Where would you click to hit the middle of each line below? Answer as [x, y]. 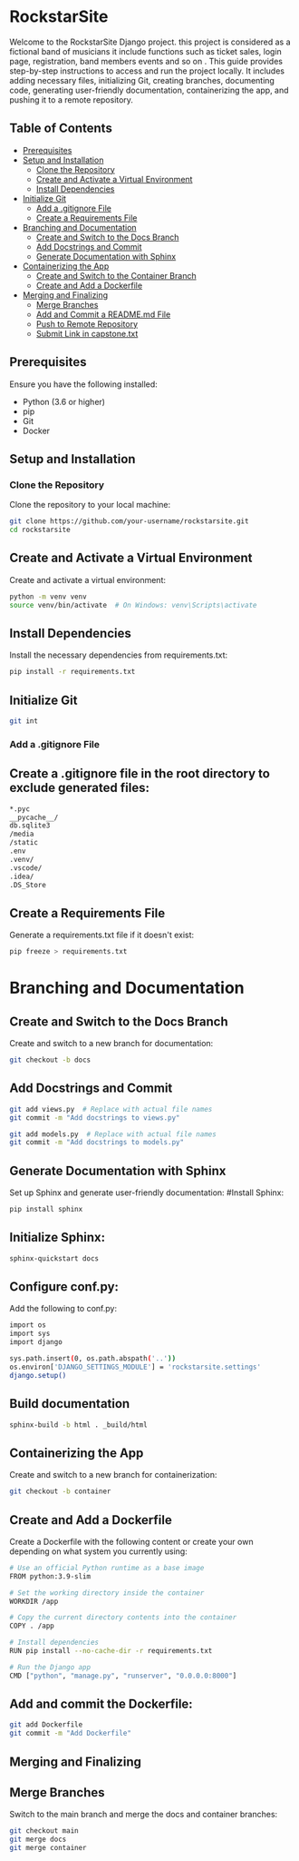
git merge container [48, 1848]
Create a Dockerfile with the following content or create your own [131, 1541]
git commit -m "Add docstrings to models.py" [96, 1143]
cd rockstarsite [40, 530]
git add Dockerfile [46, 1725]
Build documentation [70, 1404]
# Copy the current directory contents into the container [123, 1618]
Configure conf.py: [64, 1287]
